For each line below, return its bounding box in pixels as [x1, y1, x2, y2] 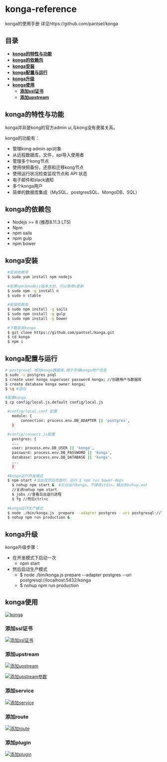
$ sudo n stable [7, 293, 41, 298]
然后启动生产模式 [12, 566, 48, 572]
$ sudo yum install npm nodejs [7, 275, 72, 280]
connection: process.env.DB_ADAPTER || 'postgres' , [20, 418, 130, 423]
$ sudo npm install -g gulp [7, 312, 66, 317]
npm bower [12, 240, 36, 247]
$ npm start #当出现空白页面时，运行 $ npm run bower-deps [7, 478, 124, 483]
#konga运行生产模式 [7, 506, 43, 511]
